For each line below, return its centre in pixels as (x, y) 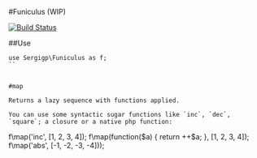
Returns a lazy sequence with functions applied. (94, 100)
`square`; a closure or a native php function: (91, 122)
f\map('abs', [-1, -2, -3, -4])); (57, 145)
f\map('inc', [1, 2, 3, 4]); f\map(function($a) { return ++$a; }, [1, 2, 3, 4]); (129, 137)
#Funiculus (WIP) (37, 12)
